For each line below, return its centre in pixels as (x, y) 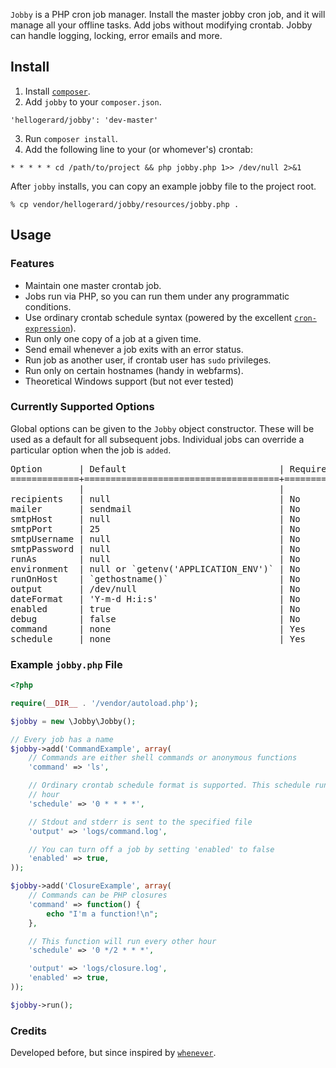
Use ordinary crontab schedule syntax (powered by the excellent (158, 317)
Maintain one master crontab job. (93, 285)
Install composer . (57, 91)
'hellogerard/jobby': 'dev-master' (84, 120)
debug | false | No (155, 618)
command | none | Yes (158, 628)
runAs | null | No (155, 558)
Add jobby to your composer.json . (93, 101)
